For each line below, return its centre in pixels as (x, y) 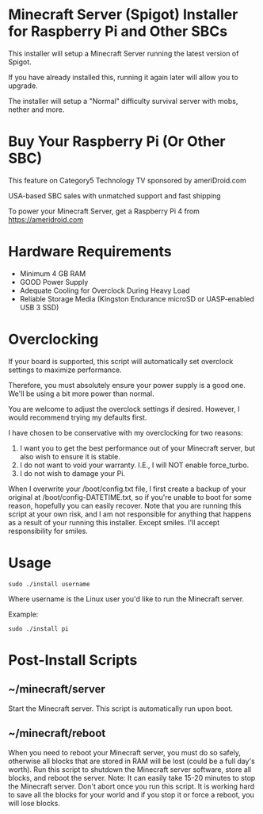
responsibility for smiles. (48, 531)
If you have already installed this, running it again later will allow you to (124, 77)
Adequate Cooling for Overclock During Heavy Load (105, 290)
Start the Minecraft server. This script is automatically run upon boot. (121, 708)
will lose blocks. (34, 803)
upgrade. (23, 86)
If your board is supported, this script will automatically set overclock (121, 361)
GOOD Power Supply (54, 282)
